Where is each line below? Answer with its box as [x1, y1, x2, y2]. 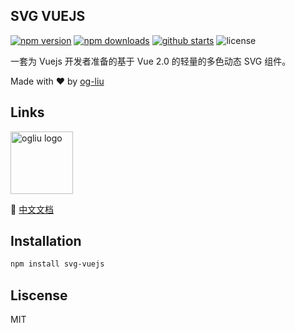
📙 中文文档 [10, 203, 55, 215]
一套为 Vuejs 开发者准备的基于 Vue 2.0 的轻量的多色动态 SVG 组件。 [10, 55, 292, 67]
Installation [10, 233, 82, 250]
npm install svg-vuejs [10, 259, 105, 269]
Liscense [10, 287, 68, 304]
